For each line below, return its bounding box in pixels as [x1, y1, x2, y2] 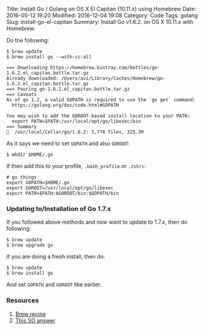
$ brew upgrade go [6, 242, 53, 248]
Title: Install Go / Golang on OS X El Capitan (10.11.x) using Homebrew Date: [6, 6, 196, 12]
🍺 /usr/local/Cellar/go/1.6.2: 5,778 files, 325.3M [6, 129, 144, 135]
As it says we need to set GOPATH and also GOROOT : [6, 140, 130, 147]
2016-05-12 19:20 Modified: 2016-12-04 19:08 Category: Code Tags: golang [6, 12, 198, 19]
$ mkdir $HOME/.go [6, 152, 53, 158]
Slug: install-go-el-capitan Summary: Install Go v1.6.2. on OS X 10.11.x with [6, 18, 194, 25]
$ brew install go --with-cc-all [6, 54, 92, 60]
